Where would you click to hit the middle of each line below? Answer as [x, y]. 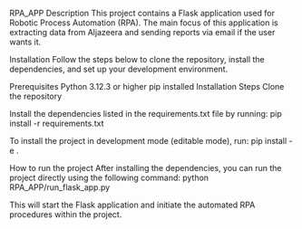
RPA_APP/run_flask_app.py [60, 187]
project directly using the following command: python [109, 177]
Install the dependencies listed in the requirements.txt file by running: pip [146, 114]
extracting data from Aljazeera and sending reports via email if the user [142, 32]
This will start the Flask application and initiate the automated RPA [132, 205]
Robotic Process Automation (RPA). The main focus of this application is [144, 23]
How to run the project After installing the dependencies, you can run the [146, 168]
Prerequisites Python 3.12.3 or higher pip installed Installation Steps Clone [147, 86]
